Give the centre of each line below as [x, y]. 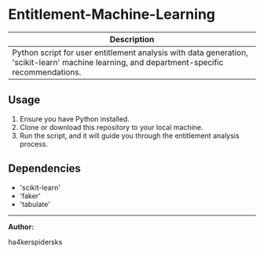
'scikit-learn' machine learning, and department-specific [118, 62]
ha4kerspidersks [35, 241]
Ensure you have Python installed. [74, 118]
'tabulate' [35, 204]
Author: [21, 227]
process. [34, 143]
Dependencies [44, 169]
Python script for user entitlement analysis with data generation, [130, 53]
